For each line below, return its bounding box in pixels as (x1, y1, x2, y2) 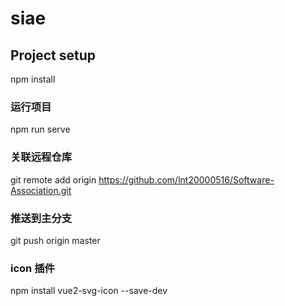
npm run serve (10, 123, 71, 136)
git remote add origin (10, 173, 97, 186)
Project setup (10, 47, 97, 64)
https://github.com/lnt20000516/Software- (98, 173, 275, 186)
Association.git (10, 184, 72, 196)
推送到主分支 (10, 211, 73, 225)
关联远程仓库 (10, 150, 73, 164)
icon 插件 (10, 261, 55, 275)
